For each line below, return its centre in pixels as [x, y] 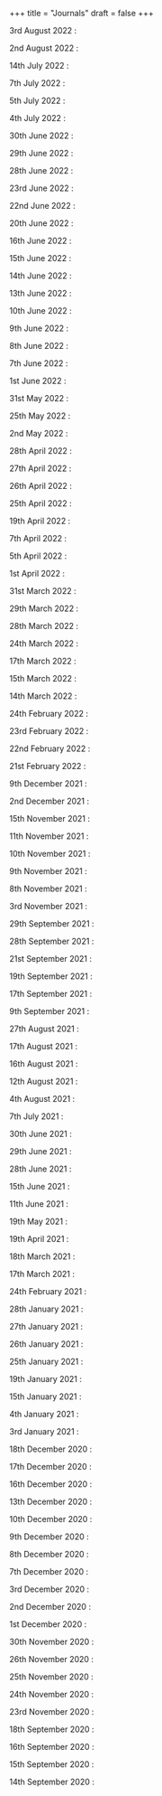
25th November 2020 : [51, 1677]
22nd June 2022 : [42, 206]
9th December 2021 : [48, 784]
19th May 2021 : [39, 1221]
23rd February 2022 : [49, 731]
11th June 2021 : [39, 1204]
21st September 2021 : [51, 959]
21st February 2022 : [48, 766]
